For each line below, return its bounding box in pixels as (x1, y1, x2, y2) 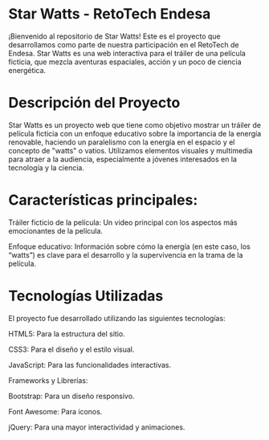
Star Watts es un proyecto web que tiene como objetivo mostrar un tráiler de (8, 120, 262, 129)
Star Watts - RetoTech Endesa (8, 5, 211, 23)
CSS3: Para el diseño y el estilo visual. (8, 344, 135, 354)
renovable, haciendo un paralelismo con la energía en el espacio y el (8, 137, 235, 147)
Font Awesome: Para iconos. (8, 406, 103, 416)
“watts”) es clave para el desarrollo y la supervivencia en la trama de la (8, 250, 243, 259)
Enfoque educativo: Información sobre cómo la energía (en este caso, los (8, 242, 251, 251)
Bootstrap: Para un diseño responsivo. (8, 391, 135, 401)
